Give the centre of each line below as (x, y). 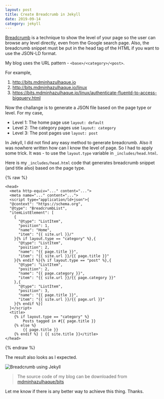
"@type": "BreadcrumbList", (39, 209)
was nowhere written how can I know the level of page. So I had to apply (79, 148)
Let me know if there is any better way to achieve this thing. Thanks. (75, 392)
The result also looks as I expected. (41, 357)
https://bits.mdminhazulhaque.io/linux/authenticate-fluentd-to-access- (84, 93)
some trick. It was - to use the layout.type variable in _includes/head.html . (82, 153)
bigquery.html (26, 98)
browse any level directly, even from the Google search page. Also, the (77, 43)
